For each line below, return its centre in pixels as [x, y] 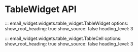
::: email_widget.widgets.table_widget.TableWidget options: [66, 23]
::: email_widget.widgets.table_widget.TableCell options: [63, 38]
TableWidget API [41, 9]
